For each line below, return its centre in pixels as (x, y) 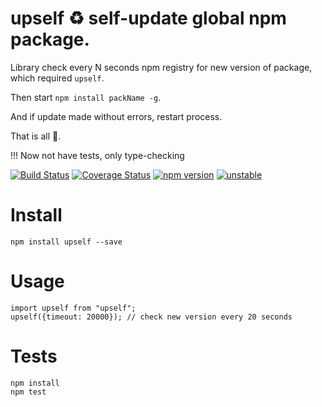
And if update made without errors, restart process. (116, 116)
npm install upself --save (66, 242)
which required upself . (57, 78)
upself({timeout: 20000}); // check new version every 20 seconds (151, 317)
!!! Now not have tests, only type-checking (97, 155)
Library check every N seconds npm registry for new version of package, (161, 67)
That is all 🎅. (36, 136)
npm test (28, 392)
